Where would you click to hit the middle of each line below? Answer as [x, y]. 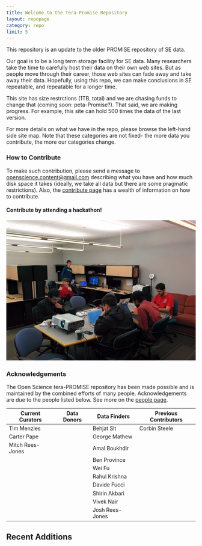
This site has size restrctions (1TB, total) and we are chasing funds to [92, 99]
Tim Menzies [25, 428]
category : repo [25, 25]
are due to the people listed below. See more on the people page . [87, 400]
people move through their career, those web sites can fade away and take [99, 74]
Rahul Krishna [110, 476]
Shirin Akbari [109, 493]
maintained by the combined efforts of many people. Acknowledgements [96, 393]
